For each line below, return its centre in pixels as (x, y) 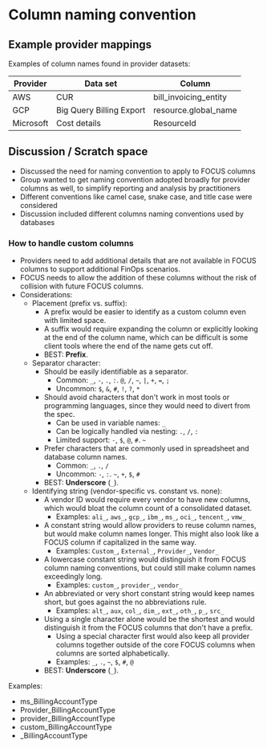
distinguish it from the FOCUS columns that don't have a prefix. (148, 627)
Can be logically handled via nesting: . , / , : (127, 431)
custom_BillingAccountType (66, 727)
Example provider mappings (80, 45)
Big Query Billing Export (101, 110)
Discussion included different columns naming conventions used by (132, 214)
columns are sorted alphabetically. (113, 653)
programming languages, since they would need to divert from (147, 406)
